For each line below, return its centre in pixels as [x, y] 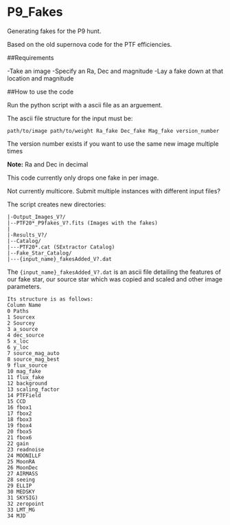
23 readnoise [26, 449]
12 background [27, 383]
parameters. [24, 286]
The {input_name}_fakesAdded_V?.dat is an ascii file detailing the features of [114, 272]
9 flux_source [27, 365]
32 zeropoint [26, 504]
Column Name [24, 305]
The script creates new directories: [57, 204]
